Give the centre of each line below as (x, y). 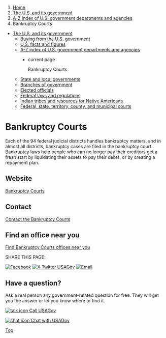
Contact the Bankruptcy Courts (38, 219)
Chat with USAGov (50, 321)
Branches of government (46, 84)
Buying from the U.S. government (55, 39)
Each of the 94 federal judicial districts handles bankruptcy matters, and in (83, 141)
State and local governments (50, 79)
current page (41, 60)
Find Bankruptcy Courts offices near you (48, 247)
